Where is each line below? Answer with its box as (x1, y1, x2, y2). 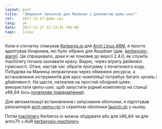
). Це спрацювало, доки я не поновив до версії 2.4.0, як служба (16, 53, 148, 59)
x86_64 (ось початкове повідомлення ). (5, 89, 86, 95)
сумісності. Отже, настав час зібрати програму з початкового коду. (5, 64, 146, 69)
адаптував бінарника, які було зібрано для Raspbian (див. (5, 48, 124, 54)
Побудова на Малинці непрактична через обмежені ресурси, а (5, 69, 135, 74)
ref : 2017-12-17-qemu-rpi (5, 16, 64, 21)
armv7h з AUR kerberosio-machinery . (5, 118, 80, 124)
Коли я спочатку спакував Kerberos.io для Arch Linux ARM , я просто (5, 43, 146, 48)
